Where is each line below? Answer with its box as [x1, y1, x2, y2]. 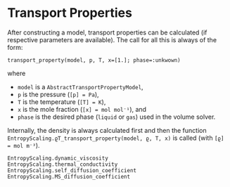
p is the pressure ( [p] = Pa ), [17, 90, 100, 98]
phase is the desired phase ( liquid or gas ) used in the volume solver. [17, 112, 216, 121]
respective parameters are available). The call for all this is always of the [7, 35, 217, 44]
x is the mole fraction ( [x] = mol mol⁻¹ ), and [17, 105, 146, 113]
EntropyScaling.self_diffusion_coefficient [7, 167, 137, 174]
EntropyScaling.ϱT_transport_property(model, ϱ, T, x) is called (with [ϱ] [7, 134, 224, 142]
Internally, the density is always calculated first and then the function [7, 126, 207, 134]
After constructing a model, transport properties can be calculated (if [7, 28, 207, 37]
